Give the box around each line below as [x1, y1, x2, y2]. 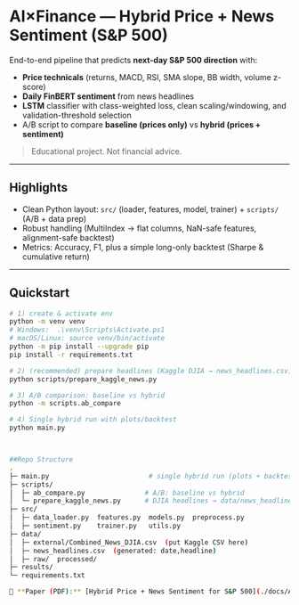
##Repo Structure [9, 455, 74, 464]
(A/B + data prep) [21, 213, 87, 224]
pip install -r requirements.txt [9, 350, 133, 359]
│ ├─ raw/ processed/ [9, 554, 98, 563]
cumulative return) [21, 251, 91, 262]
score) [21, 81, 46, 92]
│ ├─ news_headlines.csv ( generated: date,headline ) [9, 546, 217, 555]
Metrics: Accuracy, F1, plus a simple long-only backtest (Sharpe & [21, 241, 264, 252]
